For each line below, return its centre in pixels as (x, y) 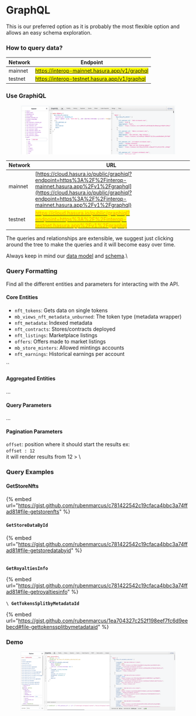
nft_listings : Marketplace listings (56, 335)
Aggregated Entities (31, 379)
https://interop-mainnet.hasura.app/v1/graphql (92, 70)
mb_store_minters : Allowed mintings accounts (69, 347)
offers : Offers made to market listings (60, 341)
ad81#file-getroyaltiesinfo (37, 591)
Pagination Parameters (34, 431)
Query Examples (30, 472)
